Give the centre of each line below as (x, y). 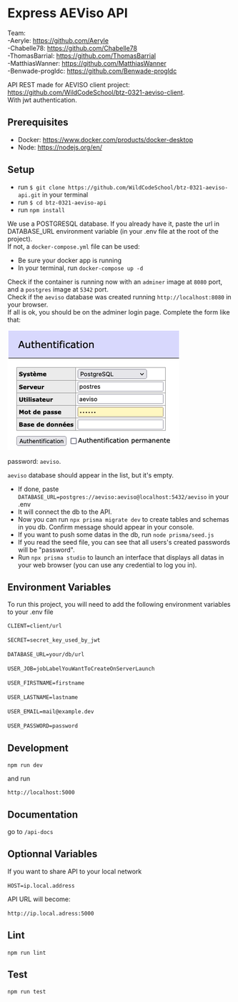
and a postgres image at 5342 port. (58, 289)
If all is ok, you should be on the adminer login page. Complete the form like (119, 312)
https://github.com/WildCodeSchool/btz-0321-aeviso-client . (96, 92)
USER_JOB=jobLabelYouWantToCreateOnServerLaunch (81, 669)
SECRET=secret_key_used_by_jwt (54, 640)
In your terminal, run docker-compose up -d (80, 268)
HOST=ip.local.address (41, 886)
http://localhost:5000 (41, 793)
